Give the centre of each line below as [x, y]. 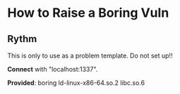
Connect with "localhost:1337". [53, 69]
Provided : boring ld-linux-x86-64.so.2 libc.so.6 [76, 83]
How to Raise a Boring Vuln [88, 13]
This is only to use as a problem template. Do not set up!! [90, 55]
